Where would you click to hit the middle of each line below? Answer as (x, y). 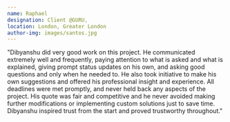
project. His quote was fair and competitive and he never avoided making (111, 96)
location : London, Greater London (57, 26)
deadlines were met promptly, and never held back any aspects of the (106, 89)
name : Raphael (28, 13)
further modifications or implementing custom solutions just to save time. (111, 103)
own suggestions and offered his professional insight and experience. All (111, 82)
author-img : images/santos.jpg (52, 33)
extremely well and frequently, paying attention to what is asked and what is (115, 60)
